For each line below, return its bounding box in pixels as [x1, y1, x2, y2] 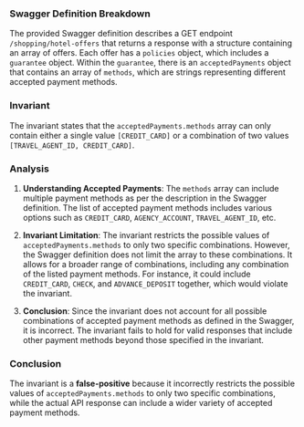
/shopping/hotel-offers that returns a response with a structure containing [9, 37, 292, 48]
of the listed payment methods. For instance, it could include [22, 268, 251, 279]
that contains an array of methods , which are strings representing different [9, 67, 286, 78]
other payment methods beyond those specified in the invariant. [22, 334, 265, 345]
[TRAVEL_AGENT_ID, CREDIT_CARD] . [9, 140, 135, 151]
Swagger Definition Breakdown [9, 7, 151, 20]
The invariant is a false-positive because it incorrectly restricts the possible [9, 378, 295, 390]
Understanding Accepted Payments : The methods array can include [22, 182, 279, 193]
